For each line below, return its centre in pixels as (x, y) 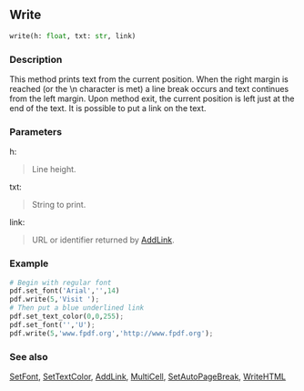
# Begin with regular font (61, 283)
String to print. (59, 205)
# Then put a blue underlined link (77, 308)
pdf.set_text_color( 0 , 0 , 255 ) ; (67, 317)
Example (29, 263)
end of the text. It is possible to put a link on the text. (108, 108)
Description (36, 59)
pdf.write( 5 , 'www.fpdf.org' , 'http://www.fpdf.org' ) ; (111, 333)
